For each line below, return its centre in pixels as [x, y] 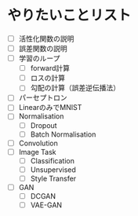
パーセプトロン [43, 97]
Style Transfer [53, 178]
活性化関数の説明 [46, 38]
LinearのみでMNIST [50, 108]
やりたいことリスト [69, 15]
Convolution [38, 143]
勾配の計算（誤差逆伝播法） [75, 88]
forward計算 [50, 68]
